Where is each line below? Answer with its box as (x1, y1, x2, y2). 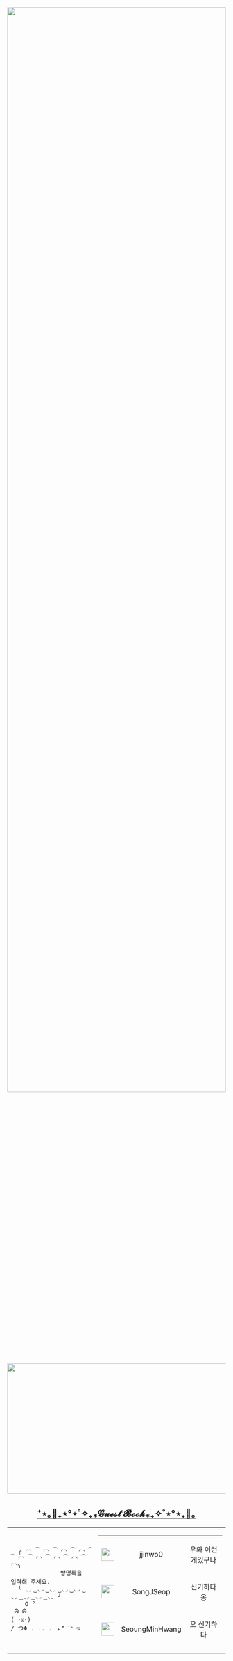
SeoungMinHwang (121, 1624, 182, 1634)
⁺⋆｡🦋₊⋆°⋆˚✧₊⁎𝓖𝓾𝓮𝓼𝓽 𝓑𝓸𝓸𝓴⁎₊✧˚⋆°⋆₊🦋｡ (37, 1508, 196, 1520)
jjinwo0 (139, 1549, 164, 1559)
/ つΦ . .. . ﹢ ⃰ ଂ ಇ (10, 1624, 81, 1632)
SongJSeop (132, 1587, 171, 1596)
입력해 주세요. (10, 1578, 51, 1586)
